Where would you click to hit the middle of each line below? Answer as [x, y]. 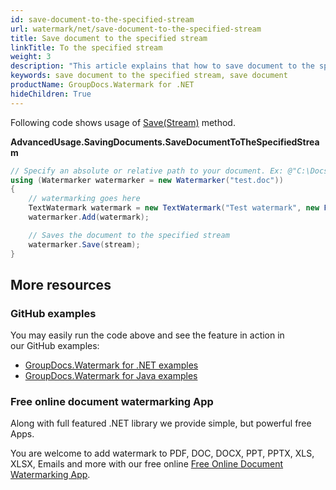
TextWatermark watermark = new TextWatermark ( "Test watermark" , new [174, 208]
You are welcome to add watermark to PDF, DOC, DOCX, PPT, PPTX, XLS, [162, 453]
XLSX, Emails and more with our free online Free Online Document [147, 464]
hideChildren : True [51, 94]
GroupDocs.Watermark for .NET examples [111, 365]
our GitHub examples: [55, 346]
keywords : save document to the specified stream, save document [149, 76]
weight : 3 [31, 57]
